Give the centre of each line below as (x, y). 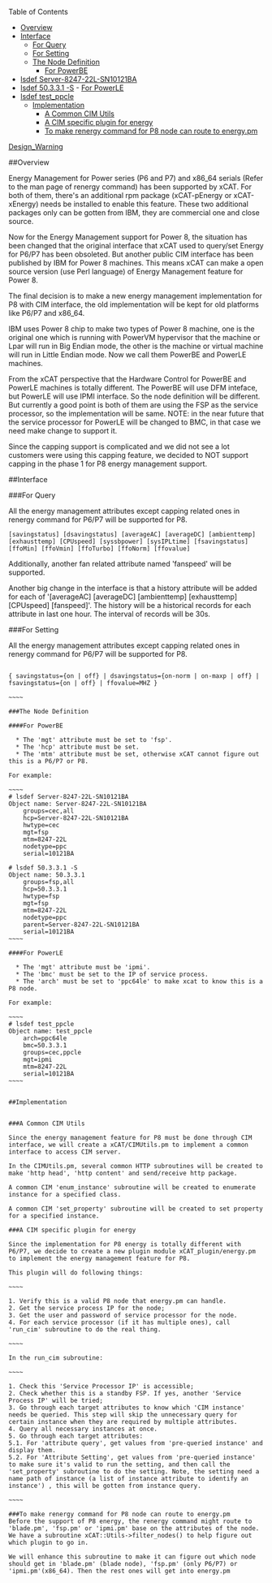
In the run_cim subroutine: (56, 1358)
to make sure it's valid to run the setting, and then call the (119, 1464)
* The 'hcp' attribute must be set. (78, 747)
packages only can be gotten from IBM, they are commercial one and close (134, 213)
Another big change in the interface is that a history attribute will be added (133, 588)
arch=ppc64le (45, 1038)
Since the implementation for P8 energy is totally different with (125, 1244)
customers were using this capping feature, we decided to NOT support (129, 455)
